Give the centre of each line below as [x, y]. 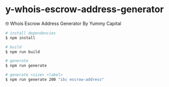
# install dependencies [31, 33]
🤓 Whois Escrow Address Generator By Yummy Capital [63, 23]
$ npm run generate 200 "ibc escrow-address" [55, 80]
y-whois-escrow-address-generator [84, 9]
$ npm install [20, 38]
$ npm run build [23, 52]
